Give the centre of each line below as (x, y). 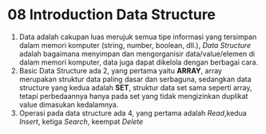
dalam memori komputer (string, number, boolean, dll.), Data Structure (135, 45)
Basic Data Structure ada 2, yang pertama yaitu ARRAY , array (121, 70)
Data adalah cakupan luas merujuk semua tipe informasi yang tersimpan (138, 37)
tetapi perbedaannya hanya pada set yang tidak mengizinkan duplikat (133, 96)
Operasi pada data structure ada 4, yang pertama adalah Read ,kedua (133, 112)
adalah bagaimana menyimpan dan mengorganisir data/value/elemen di (137, 53)
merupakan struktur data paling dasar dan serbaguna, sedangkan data (135, 79)
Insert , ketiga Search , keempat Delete (81, 121)
